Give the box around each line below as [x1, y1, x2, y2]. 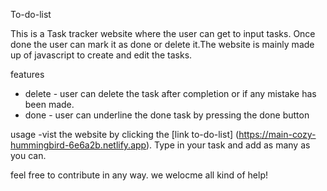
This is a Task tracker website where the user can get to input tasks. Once [10, 28, 316, 39]
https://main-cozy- [238, 129, 317, 140]
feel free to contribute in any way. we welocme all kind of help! [10, 169, 268, 181]
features [10, 69, 45, 80]
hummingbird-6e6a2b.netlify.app [10, 139, 147, 151]
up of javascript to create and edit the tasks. [10, 49, 193, 61]
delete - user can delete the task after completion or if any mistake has [24, 88, 317, 99]
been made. [24, 99, 75, 110]
